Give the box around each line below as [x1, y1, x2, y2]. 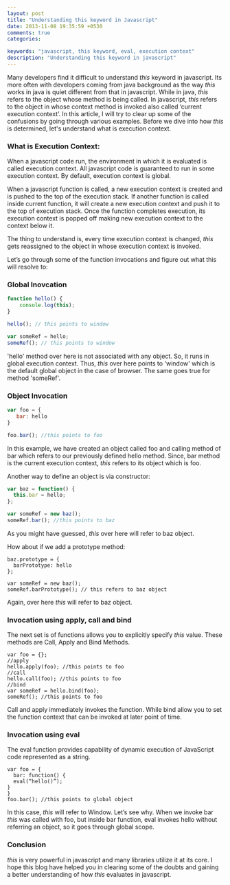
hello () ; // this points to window [7, 321, 109, 328]
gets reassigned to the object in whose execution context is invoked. [7, 242, 201, 251]
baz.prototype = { [7, 556, 60, 563]
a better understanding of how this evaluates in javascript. [7, 870, 172, 878]
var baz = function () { [7, 485, 76, 492]
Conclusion [7, 840, 47, 849]
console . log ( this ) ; [19, 302, 76, 309]
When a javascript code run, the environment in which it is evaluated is [7, 157, 207, 166]
